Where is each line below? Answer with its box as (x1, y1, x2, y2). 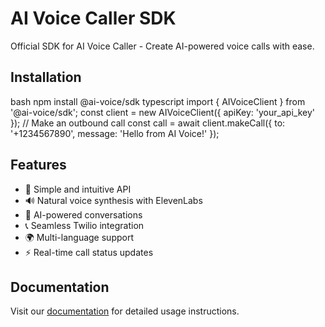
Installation (10, 69, 82, 86)
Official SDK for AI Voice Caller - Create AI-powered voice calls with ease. (10, 40, 315, 52)
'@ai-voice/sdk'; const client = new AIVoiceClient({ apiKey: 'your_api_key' (10, 106, 315, 118)
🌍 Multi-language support (24, 231, 134, 243)
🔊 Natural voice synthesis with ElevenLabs (24, 194, 203, 206)
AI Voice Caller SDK (10, 7, 177, 30)
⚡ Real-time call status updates (24, 246, 154, 258)
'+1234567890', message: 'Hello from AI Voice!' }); (10, 127, 220, 139)
